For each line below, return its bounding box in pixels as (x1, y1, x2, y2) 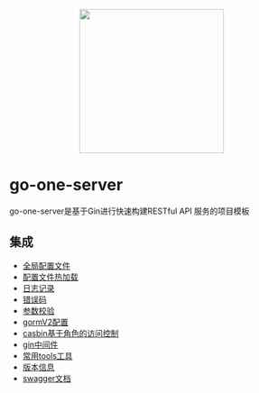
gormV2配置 (22, 316, 69, 327)
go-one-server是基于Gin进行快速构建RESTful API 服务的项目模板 (9, 206, 250, 216)
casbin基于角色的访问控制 (22, 327, 119, 338)
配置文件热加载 (22, 271, 79, 282)
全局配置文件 (22, 260, 70, 270)
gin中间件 (22, 339, 59, 350)
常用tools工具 (22, 350, 73, 361)
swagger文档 (22, 372, 72, 383)
